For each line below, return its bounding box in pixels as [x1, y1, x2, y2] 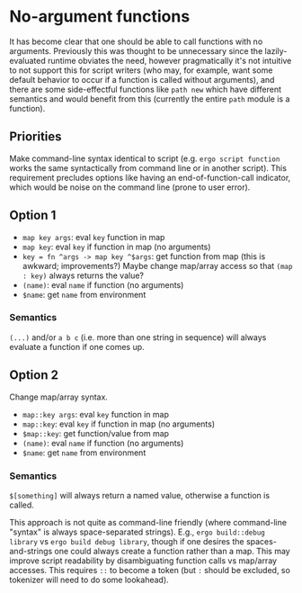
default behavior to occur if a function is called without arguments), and [9, 74, 275, 85]
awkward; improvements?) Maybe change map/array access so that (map [22, 260, 293, 271]
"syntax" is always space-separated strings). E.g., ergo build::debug [9, 526, 265, 537]
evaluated [9, 55, 47, 66]
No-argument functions [9, 6, 191, 27]
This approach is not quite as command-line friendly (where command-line [9, 517, 288, 527]
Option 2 [9, 367, 58, 383]
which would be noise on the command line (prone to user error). [9, 182, 251, 193]
